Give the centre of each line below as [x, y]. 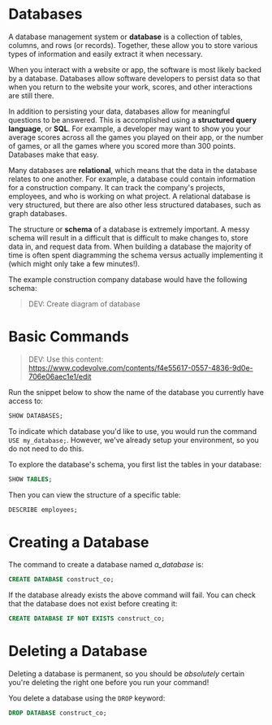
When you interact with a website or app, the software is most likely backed [135, 69]
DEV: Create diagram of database [84, 304]
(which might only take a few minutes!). [74, 263]
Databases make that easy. [54, 154]
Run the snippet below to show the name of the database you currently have [136, 392]
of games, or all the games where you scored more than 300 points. [122, 145]
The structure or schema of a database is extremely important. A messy [129, 229]
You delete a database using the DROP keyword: [87, 698]
